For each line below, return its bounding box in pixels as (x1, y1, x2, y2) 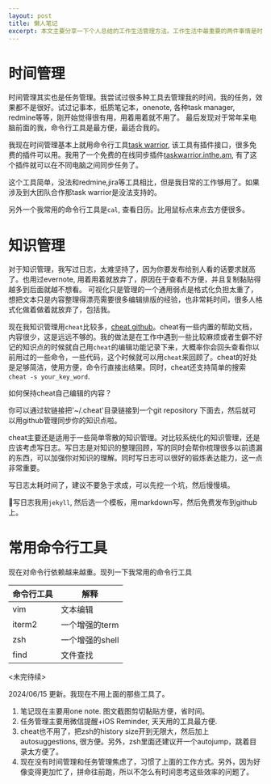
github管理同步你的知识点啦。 (22, 416, 122, 426)
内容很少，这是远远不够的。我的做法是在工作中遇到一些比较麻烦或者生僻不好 (8, 333, 263, 342)
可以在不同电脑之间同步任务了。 (35, 160, 143, 170)
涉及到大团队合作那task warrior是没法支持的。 (8, 188, 161, 197)
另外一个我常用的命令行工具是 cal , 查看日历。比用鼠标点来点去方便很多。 (8, 205, 250, 214)
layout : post (8, 11, 52, 20)
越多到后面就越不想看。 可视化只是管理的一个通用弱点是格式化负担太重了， (8, 285, 258, 295)
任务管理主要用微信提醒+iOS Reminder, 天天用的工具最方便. (19, 717, 218, 727)
